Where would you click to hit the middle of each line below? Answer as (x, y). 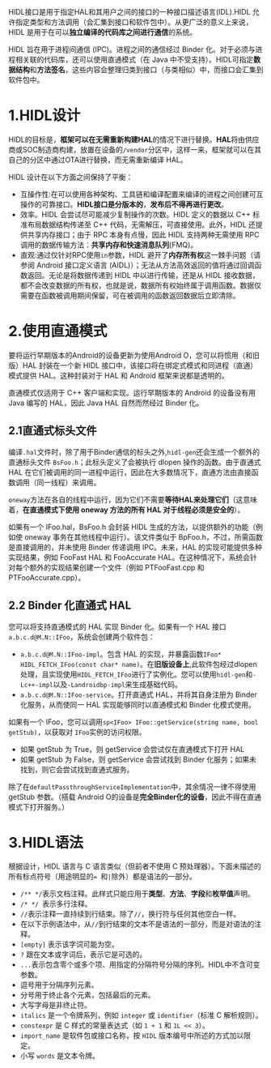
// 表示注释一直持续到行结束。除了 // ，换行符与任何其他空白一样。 (130, 914)
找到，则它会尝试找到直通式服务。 (77, 769)
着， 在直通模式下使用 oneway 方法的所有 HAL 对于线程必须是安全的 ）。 (127, 510)
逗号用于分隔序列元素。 (59, 985)
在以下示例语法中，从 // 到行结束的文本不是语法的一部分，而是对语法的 (137, 924)
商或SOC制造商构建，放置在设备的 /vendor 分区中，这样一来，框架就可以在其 (135, 149)
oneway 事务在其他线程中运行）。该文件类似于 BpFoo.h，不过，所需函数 (143, 536)
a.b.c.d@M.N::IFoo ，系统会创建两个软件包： (82, 637)
